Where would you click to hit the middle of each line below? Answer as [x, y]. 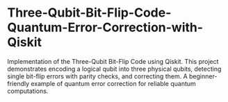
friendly [18, 83]
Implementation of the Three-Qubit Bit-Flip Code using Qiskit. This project [113, 61]
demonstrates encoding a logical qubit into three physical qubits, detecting [114, 69]
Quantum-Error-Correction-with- [105, 27]
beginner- [203, 76]
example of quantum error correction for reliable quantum [113, 83]
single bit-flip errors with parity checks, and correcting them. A [97, 76]
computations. [28, 91]
